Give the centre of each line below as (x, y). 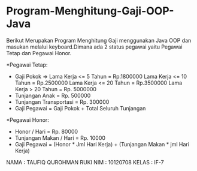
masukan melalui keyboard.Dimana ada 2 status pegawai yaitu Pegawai (94, 47)
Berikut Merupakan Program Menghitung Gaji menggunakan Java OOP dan (99, 40)
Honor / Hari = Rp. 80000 (46, 131)
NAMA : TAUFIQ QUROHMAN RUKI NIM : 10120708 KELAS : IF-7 (85, 162)
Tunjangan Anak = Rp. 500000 (53, 95)
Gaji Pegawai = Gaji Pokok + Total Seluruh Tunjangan (80, 108)
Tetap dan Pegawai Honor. (39, 53)
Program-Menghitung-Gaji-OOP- (90, 11)
